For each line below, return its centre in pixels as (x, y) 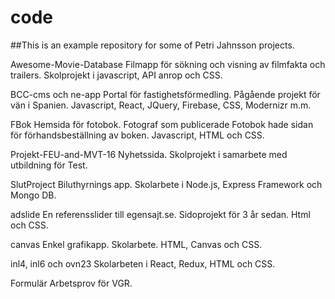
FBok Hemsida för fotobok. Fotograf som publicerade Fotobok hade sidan (162, 124)
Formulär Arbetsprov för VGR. (71, 283)
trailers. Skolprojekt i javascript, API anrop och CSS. (116, 75)
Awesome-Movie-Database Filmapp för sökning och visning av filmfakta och (168, 64)
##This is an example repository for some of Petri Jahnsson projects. (152, 45)
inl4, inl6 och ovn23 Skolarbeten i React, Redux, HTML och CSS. (143, 263)
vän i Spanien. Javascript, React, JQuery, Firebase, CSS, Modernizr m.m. (161, 105)
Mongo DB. (33, 195)
